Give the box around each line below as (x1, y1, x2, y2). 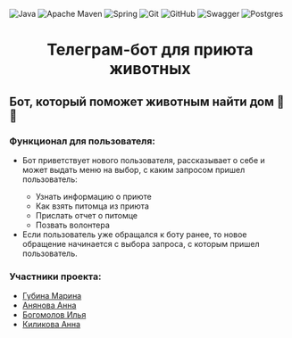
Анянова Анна (21, 300, 77, 311)
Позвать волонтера (35, 219, 110, 230)
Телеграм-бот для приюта (46, 40, 254, 60)
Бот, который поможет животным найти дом (9, 94, 275, 109)
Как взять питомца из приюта (35, 201, 149, 211)
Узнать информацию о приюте (35, 191, 152, 202)
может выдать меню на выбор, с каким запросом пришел (21, 164, 246, 175)
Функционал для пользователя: (9, 135, 156, 147)
